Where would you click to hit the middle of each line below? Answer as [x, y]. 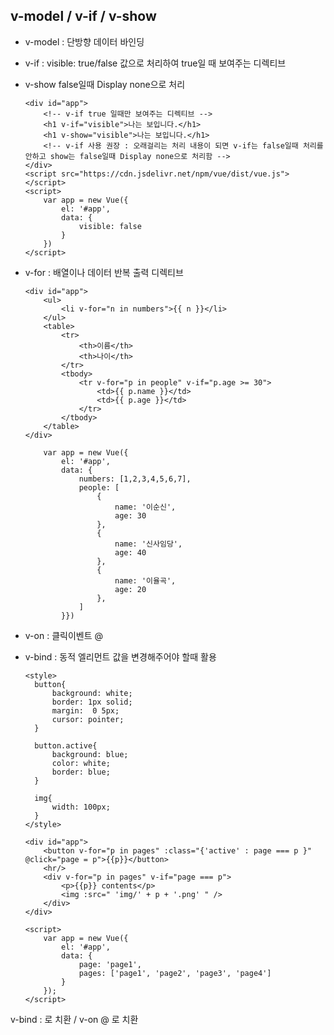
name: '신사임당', [148, 544]
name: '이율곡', [145, 580]
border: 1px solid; [92, 702]
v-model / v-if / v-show [83, 16]
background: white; [92, 693]
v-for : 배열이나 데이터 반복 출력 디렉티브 [104, 272]
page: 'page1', [110, 964]
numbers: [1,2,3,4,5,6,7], [135, 479]
